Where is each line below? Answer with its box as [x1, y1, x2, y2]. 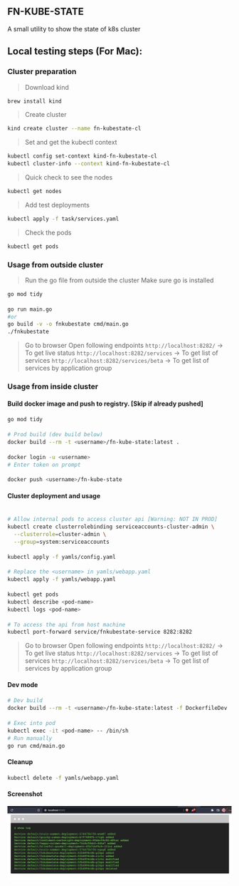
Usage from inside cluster [7, 381, 98, 391]
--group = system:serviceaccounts [14, 538, 110, 545]
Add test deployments [24, 200, 90, 209]
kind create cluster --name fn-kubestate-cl [7, 125, 142, 133]
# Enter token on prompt [7, 461, 81, 468]
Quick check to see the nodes [24, 173, 113, 181]
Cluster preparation [7, 67, 77, 77]
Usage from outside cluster [7, 259, 104, 269]
